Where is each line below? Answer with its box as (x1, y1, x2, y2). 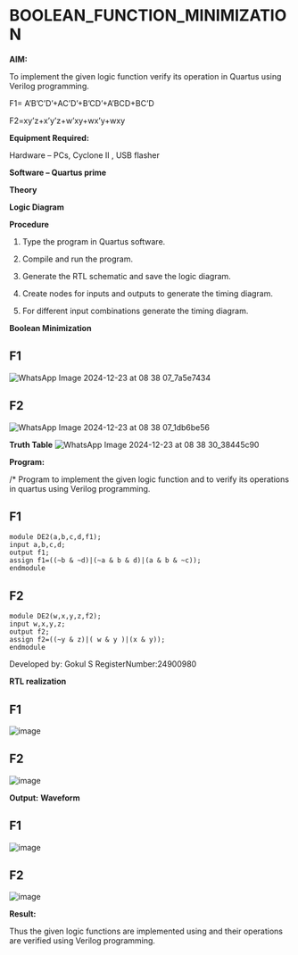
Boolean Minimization (9, 322, 92, 333)
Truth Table (9, 439, 54, 450)
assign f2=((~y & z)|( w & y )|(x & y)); (9, 635, 166, 644)
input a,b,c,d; (9, 541, 66, 550)
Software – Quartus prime (9, 167, 107, 178)
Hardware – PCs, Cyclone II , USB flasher (9, 149, 161, 161)
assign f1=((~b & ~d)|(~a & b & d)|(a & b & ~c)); (9, 556, 202, 565)
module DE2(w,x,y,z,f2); (9, 612, 102, 621)
